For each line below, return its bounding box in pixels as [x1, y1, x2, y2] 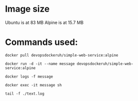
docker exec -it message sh [5, 82, 62, 87]
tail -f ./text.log [5, 91, 45, 96]
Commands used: [5, 37, 78, 48]
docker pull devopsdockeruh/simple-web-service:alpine [5, 53, 119, 58]
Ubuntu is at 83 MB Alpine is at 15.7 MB [5, 20, 84, 25]
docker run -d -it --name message [5, 61, 75, 66]
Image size [5, 3, 50, 15]
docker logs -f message [5, 74, 53, 79]
